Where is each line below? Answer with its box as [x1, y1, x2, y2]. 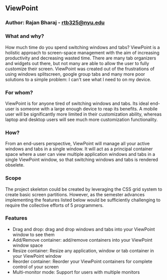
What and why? [5, 33, 44, 40]
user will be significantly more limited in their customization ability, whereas [5, 111, 162, 117]
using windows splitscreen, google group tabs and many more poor [5, 71, 145, 77]
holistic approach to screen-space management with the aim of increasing [5, 49, 159, 55]
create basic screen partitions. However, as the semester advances [5, 191, 145, 197]
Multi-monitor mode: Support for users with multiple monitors [12, 269, 140, 275]
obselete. [5, 162, 25, 168]
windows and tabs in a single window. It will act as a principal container [5, 146, 153, 152]
